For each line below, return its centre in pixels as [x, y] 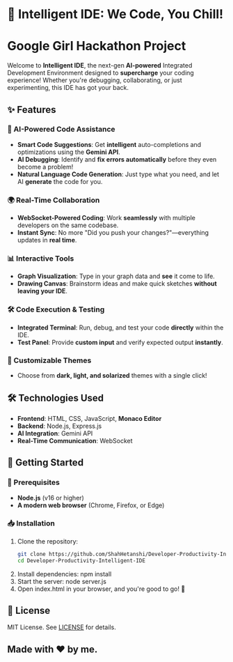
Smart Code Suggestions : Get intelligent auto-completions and [109, 144]
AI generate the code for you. [60, 181]
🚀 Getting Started [46, 463]
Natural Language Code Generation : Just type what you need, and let [118, 174]
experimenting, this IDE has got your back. [68, 88]
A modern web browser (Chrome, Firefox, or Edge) [91, 505]
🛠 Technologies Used [56, 398]
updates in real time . [47, 240]
